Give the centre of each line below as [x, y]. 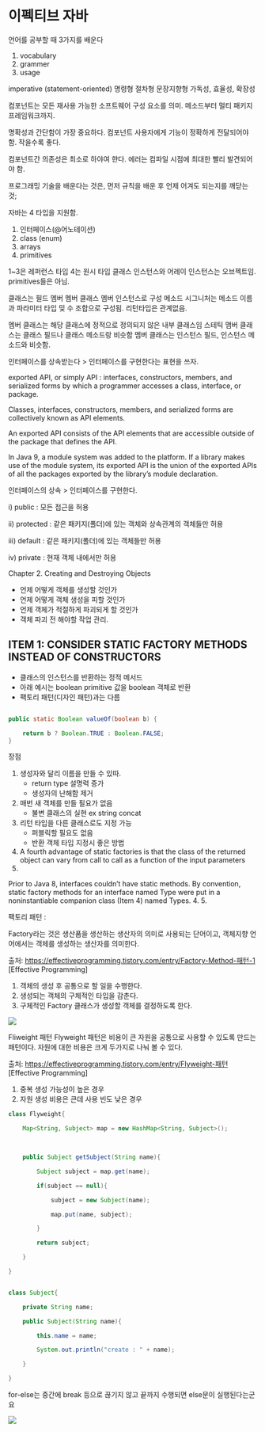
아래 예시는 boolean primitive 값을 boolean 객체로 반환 [105, 687]
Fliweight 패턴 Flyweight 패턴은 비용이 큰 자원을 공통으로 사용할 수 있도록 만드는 [132, 1038]
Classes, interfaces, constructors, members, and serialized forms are [121, 409]
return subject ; [63, 1243]
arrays [30, 246]
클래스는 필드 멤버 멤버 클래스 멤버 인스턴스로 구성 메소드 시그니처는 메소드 [123, 298]
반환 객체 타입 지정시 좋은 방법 [78, 843]
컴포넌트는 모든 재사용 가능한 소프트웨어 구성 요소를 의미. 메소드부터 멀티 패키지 [131, 105]
